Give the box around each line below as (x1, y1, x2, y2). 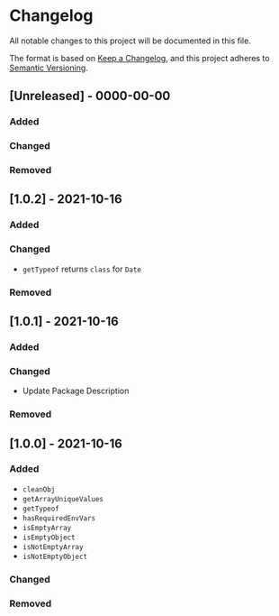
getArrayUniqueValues (22, 494, 103, 503)
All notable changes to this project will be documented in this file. (9, 35, 252, 46)
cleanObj (22, 484, 56, 494)
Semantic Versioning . (9, 62, 88, 73)
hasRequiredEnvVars (22, 513, 96, 523)
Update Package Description (22, 385, 130, 397)
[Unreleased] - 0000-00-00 (9, 88, 171, 104)
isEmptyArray (22, 523, 72, 532)
